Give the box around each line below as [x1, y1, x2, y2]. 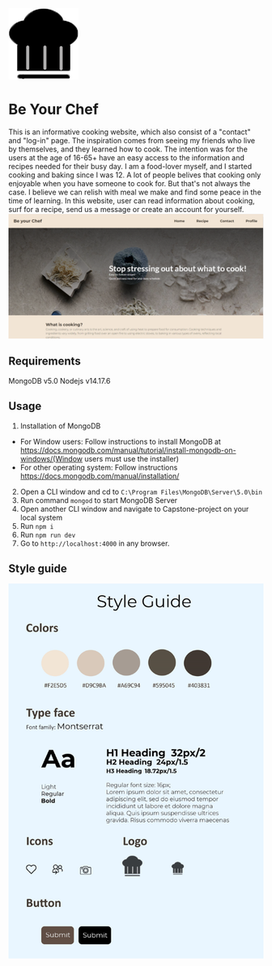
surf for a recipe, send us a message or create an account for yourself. [8, 204, 244, 214]
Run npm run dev [19, 530, 76, 539]
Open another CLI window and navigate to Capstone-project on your [19, 504, 249, 513]
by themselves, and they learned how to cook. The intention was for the [8, 144, 249, 154]
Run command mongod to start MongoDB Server [19, 495, 178, 505]
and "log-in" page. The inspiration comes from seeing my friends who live [8, 135, 256, 145]
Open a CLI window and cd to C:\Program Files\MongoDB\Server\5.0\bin [19, 487, 263, 496]
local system [19, 513, 63, 522]
